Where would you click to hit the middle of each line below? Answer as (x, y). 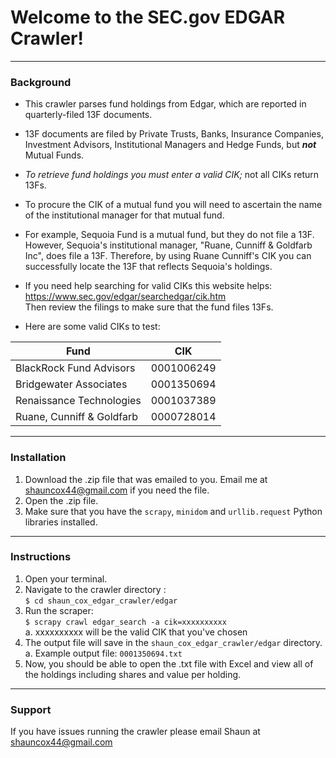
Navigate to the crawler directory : (95, 589)
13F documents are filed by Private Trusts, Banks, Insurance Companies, (174, 134)
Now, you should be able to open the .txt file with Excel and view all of (169, 663)
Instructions (41, 557)
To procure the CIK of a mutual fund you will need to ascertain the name (173, 205)
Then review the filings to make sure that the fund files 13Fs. (149, 307)
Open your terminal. (66, 578)
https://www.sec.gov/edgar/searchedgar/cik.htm (125, 297)
